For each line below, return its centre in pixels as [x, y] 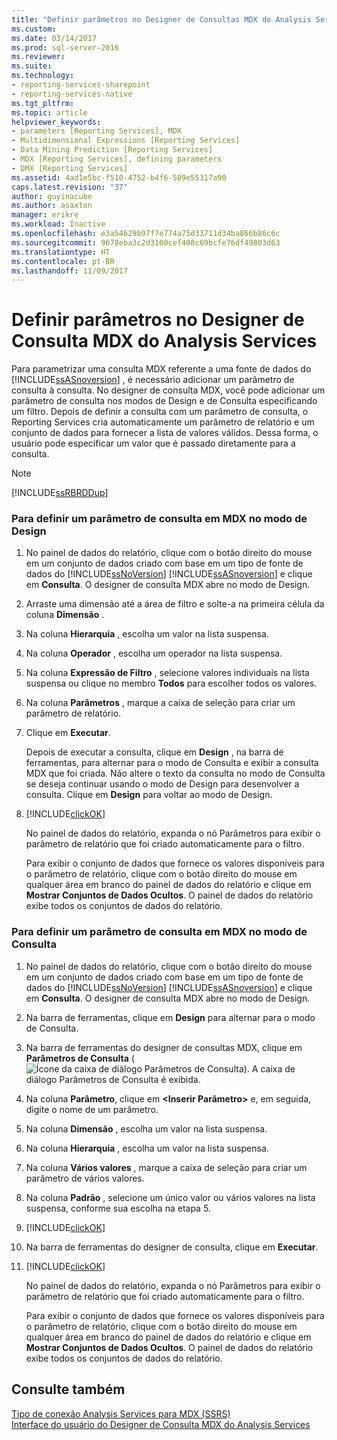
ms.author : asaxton [52, 206]
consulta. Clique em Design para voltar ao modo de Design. [149, 795]
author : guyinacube [52, 196]
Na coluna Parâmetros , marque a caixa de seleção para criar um [160, 703]
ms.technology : [43, 76]
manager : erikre [45, 215]
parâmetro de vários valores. [85, 1178]
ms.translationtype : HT [61, 252]
